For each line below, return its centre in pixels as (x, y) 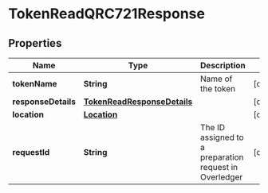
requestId (31, 152)
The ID (213, 127)
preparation (223, 157)
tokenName (35, 84)
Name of (217, 79)
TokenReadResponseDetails (138, 102)
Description (223, 66)
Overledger (222, 177)
